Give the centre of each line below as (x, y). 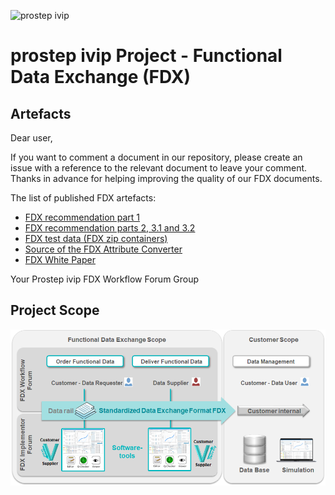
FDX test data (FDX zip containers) (96, 238)
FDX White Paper (60, 259)
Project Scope (55, 310)
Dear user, (31, 138)
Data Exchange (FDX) (100, 77)
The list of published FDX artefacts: (83, 198)
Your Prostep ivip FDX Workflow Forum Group (105, 279)
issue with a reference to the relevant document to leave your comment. (159, 168)
